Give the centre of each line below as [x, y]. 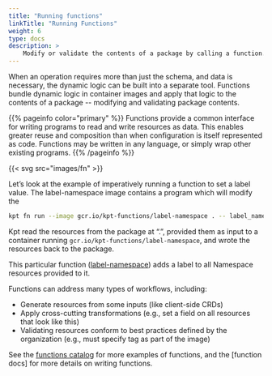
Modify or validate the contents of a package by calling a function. [144, 53]
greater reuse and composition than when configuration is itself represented [136, 135]
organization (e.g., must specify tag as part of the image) [115, 339]
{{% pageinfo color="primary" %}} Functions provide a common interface [132, 118]
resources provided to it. [49, 273]
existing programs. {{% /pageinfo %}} [72, 152]
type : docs [27, 38]
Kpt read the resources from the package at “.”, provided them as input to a [134, 231]
